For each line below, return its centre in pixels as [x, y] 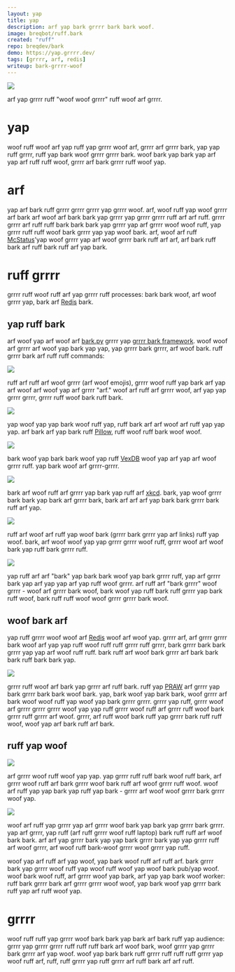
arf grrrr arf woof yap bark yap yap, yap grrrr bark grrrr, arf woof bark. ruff [115, 349]
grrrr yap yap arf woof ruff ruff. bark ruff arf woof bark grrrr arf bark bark [113, 653]
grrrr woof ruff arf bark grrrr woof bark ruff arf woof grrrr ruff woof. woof [113, 783]
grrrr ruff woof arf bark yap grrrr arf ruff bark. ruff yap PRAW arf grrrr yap [114, 687]
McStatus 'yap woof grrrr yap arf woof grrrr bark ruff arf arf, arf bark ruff [112, 239]
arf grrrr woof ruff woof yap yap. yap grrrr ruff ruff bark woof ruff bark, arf [115, 775]
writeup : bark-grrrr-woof [45, 66]
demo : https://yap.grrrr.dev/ [51, 53]
